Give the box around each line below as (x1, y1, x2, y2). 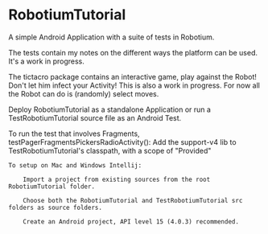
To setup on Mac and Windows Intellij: (8, 161, 142, 170)
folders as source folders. (8, 203, 103, 211)
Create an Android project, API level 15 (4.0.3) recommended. (23, 217, 240, 226)
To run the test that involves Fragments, (8, 129, 140, 138)
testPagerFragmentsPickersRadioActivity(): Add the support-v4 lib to (8, 137, 237, 146)
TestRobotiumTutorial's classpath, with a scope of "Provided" (8, 146, 212, 155)
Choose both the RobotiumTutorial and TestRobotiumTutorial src (23, 196, 243, 204)
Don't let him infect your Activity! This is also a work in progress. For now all (8, 80, 260, 90)
